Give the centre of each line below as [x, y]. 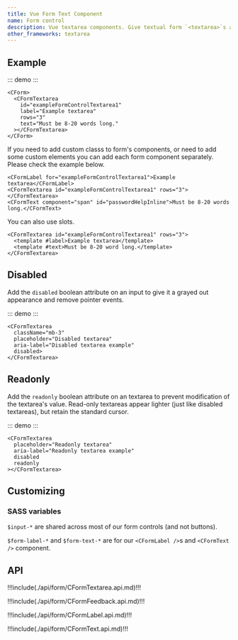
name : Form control [36, 21]
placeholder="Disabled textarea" [63, 339]
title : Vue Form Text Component [55, 14]
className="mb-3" [39, 332]
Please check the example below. [56, 165]
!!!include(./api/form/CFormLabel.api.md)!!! [70, 615]
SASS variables [34, 511]
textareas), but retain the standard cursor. [68, 411]
